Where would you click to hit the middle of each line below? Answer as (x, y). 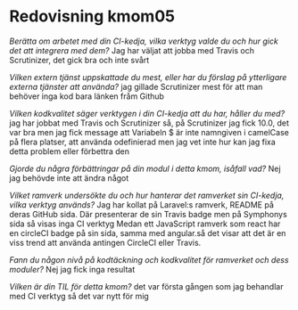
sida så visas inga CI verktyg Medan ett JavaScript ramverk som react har (145, 224)
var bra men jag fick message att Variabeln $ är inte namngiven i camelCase (149, 132)
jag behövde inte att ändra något (69, 178)
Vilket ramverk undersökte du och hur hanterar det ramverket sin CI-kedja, (147, 195)
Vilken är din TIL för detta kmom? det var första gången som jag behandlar (146, 286)
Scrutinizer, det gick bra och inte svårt (79, 60)
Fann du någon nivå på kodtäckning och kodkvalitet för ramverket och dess (149, 259)
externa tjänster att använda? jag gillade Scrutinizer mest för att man (136, 86)
